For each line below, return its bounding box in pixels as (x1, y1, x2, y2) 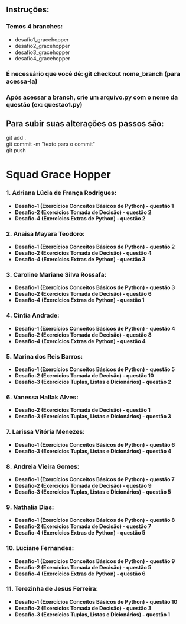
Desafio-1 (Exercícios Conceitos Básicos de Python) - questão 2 (14, 243, 175, 251)
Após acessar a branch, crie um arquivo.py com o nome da (6, 93, 178, 101)
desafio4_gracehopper (14, 55, 71, 62)
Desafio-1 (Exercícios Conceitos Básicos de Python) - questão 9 (14, 557, 175, 565)
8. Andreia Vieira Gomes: (6, 462, 80, 471)
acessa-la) (6, 77, 38, 85)
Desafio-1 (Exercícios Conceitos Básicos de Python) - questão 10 (14, 598, 178, 605)
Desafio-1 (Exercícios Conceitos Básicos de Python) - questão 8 (14, 517, 175, 524)
